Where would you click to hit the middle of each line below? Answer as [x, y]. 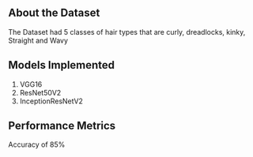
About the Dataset [54, 13]
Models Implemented [62, 65]
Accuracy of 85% [37, 144]
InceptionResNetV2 [51, 101]
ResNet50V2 [40, 92]
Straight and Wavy [38, 40]
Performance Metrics [62, 126]
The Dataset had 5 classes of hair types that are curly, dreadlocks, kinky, [127, 32]
